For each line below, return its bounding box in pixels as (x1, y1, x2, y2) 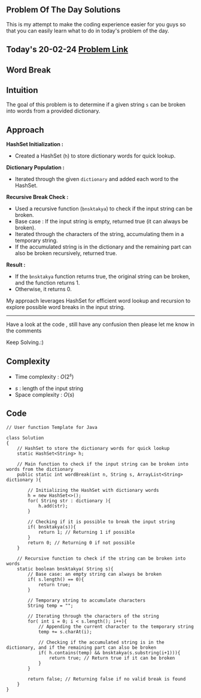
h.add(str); (38, 503, 68, 509)
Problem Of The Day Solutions (6, 5, 121, 15)
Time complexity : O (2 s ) (14, 372, 74, 380)
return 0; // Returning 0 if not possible (28, 539, 135, 546)
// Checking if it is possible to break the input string (28, 518, 175, 525)
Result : (6, 261, 26, 268)
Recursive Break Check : (6, 194, 69, 201)
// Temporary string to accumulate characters (28, 597, 146, 603)
